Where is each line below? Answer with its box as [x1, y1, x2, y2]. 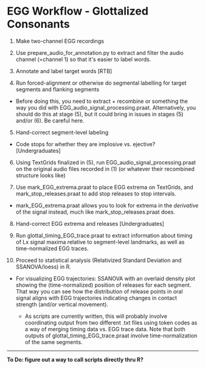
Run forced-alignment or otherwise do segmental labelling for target [15, 79, 187, 86]
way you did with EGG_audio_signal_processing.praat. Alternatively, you [15, 104, 196, 111]
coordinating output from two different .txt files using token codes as [24, 318, 198, 326]
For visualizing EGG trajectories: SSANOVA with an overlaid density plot [15, 275, 195, 282]
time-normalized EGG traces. [15, 245, 89, 252]
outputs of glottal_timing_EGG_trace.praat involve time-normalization [24, 332, 197, 339]
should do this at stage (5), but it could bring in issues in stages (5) [15, 110, 184, 118]
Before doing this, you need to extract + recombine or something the [15, 97, 188, 105]
